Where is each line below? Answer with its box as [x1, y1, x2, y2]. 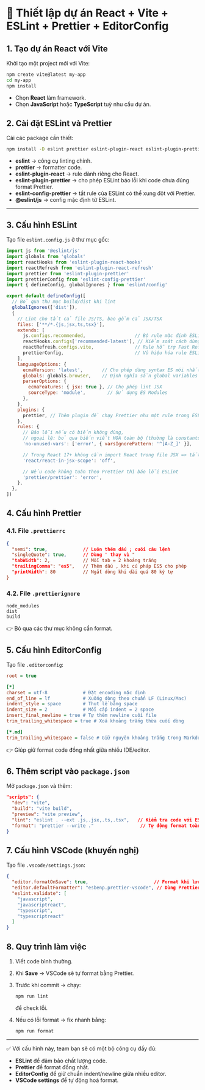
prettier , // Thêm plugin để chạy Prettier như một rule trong [22, 412, 190, 418]
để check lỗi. [15, 1004, 48, 1012]
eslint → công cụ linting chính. [15, 157, 93, 165]
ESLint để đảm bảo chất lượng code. [15, 1057, 107, 1064]
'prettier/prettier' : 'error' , [22, 474, 103, 480]
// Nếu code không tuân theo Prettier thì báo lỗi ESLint [22, 469, 179, 475]
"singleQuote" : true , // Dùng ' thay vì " [12, 552, 135, 558]
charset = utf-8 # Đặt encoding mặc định [6, 689, 146, 695]
